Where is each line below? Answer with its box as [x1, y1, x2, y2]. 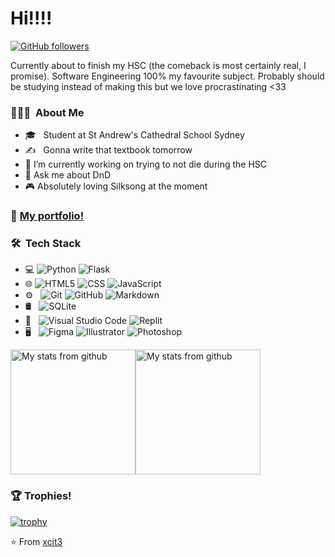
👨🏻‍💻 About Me [10, 105, 85, 119]
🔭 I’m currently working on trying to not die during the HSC [24, 158, 268, 171]
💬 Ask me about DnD [24, 169, 112, 181]
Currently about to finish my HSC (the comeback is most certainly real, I [10, 59, 307, 71]
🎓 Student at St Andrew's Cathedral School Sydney [24, 129, 245, 141]
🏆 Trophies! [10, 489, 72, 503]
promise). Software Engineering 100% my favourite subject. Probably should [10, 70, 325, 82]
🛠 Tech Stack [10, 237, 82, 251]
